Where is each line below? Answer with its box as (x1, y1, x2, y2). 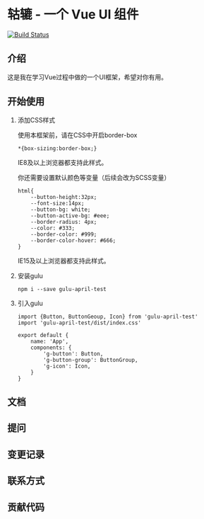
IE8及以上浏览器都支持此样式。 (17, 158, 108, 166)
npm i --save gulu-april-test (17, 285, 107, 292)
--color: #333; (30, 224, 76, 232)
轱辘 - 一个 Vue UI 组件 (7, 6, 139, 23)
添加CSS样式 (17, 115, 55, 124)
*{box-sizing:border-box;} (17, 144, 97, 152)
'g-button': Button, (43, 350, 104, 358)
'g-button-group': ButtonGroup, (43, 356, 138, 363)
